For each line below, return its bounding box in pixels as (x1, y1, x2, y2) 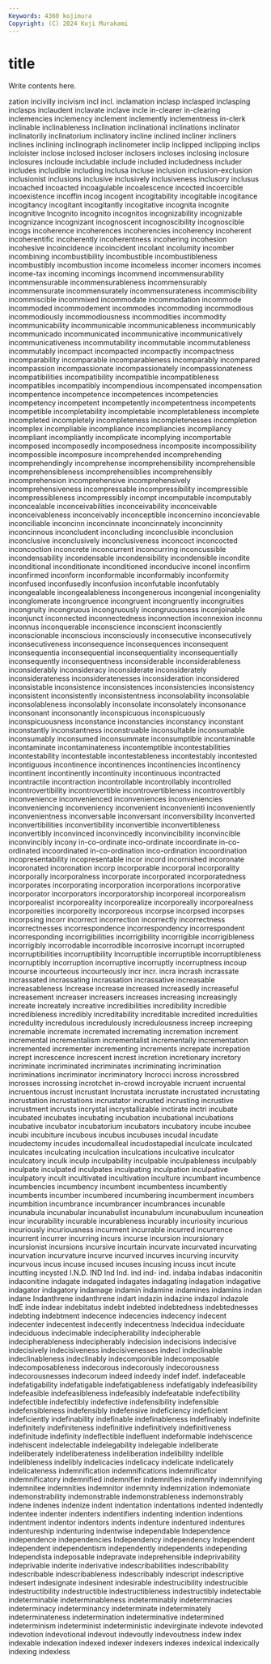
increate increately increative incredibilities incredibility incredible (8, 1001, 227, 1011)
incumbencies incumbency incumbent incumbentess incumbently (8, 1182, 228, 1191)
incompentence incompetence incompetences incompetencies (8, 390, 218, 400)
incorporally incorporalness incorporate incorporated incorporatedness (8, 872, 247, 882)
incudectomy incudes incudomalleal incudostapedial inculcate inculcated (8, 1139, 252, 1149)
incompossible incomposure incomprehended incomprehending (8, 450, 222, 460)
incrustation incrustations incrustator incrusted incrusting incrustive (8, 1096, 235, 1106)
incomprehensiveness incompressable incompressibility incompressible (8, 484, 248, 494)
